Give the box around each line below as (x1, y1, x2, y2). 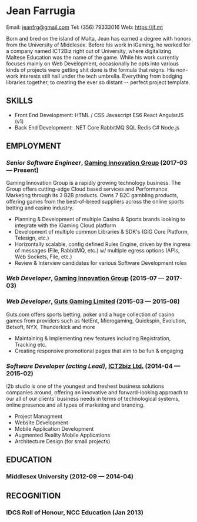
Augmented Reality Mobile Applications (14, 431, 111, 438)
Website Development (14, 419, 69, 426)
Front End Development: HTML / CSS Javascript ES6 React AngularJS (14, 111, 184, 118)
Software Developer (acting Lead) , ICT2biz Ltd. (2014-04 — (6, 362, 181, 370)
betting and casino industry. (6, 204, 74, 211)
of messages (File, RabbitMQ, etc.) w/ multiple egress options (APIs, (14, 247, 181, 254)
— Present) (6, 166, 39, 174)
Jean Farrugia (6, 4, 75, 18)
